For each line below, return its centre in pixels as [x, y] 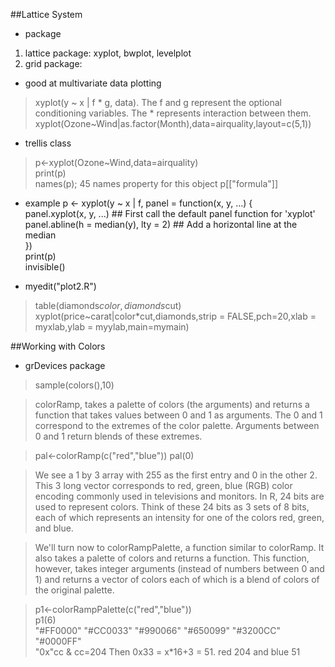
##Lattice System [46, 14]
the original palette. [74, 590]
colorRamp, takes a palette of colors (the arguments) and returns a [172, 404]
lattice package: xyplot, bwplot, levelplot [108, 53]
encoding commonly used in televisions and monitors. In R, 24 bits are [179, 496]
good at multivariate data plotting [93, 83]
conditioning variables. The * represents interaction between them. [173, 113]
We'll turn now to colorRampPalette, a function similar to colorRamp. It [179, 547]
